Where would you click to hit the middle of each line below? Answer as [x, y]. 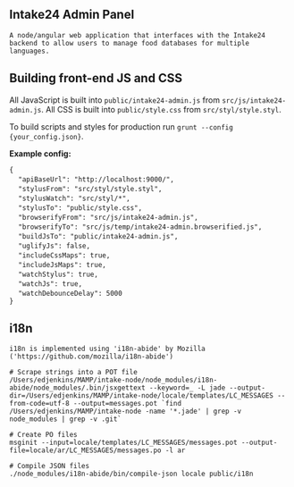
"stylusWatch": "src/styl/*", [74, 198]
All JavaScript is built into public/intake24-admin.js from [115, 100]
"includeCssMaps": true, [64, 255]
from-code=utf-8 [39, 404]
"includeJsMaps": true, [62, 264]
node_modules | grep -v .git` [66, 419]
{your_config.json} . [46, 136]
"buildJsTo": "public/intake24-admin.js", [98, 236]
